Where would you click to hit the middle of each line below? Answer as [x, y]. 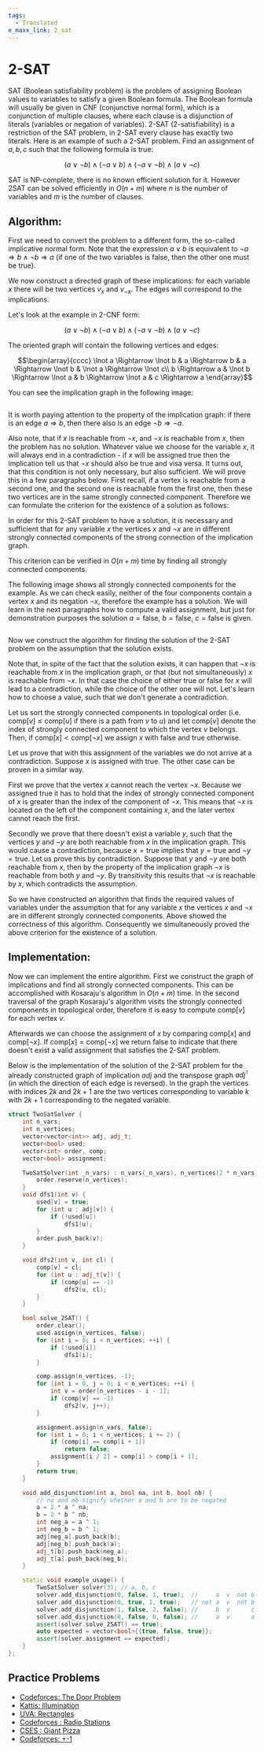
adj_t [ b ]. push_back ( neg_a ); [82, 1551]
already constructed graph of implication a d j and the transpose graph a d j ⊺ [128, 1074]
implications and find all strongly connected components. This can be [121, 985]
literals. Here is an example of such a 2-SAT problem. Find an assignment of [131, 141]
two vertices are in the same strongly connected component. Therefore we [130, 496]
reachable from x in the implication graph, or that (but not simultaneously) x [130, 672]
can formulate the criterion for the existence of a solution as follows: [119, 505]
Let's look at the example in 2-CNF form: [74, 314]
